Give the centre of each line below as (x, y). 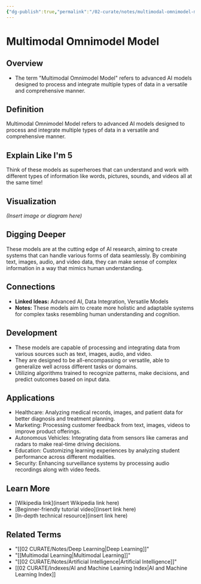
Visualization (31, 201)
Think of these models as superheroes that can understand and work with (97, 170)
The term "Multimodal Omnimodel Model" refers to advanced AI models (103, 78)
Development (32, 333)
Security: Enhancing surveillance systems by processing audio (92, 463)
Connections (31, 287)
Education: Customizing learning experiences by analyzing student (97, 450)
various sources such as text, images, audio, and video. (83, 353)
